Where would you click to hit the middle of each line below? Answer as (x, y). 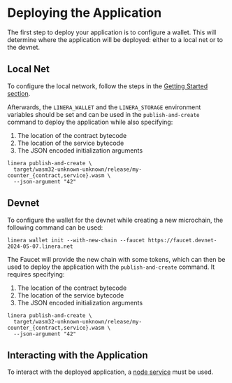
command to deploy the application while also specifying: (90, 122)
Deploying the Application (85, 13)
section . (19, 93)
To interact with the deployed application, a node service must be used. (110, 372)
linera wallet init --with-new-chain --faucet (76, 240)
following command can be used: (55, 227)
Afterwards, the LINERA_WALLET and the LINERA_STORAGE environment (104, 107)
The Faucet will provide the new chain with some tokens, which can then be (116, 259)
